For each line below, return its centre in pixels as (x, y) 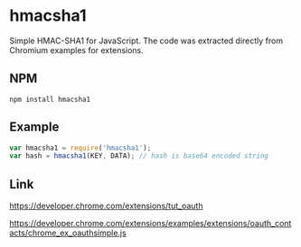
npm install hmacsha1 (50, 99)
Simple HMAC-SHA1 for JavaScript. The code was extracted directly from (146, 41)
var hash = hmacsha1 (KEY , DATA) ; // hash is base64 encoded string (139, 156)
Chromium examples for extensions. (77, 50)
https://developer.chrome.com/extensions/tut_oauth (106, 206)
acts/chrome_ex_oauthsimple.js (68, 233)
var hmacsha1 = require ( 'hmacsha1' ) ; (80, 148)
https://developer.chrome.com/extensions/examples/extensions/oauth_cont (150, 224)
